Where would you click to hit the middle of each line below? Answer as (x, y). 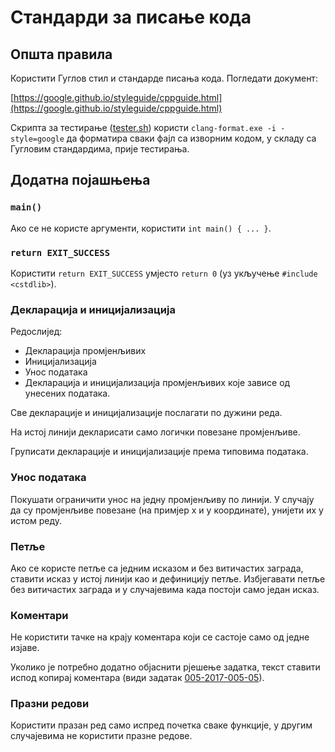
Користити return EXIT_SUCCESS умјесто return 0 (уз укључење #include (164, 273)
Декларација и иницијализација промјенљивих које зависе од (157, 383)
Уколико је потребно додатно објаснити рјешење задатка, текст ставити (165, 667)
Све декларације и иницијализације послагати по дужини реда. (146, 413)
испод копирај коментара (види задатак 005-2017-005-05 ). (137, 678)
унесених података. (67, 393)
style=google (37, 139)
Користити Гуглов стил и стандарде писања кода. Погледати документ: (164, 78)
